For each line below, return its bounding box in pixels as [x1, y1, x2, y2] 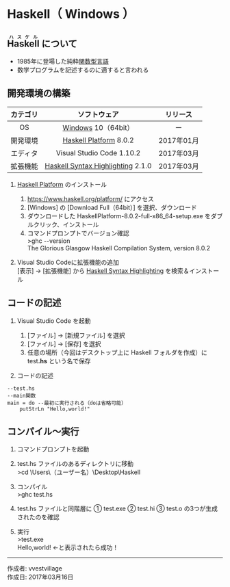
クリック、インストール [33, 220, 99, 229]
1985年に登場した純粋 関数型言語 [16, 57, 110, 65]
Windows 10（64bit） [62, 122, 135, 132]
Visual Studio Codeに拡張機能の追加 [16, 258, 120, 266]
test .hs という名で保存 [27, 356, 91, 365]
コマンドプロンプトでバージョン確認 [27, 229, 129, 237]
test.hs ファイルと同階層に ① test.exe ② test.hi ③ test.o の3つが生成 [16, 504, 218, 513]
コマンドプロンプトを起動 [16, 445, 90, 454]
